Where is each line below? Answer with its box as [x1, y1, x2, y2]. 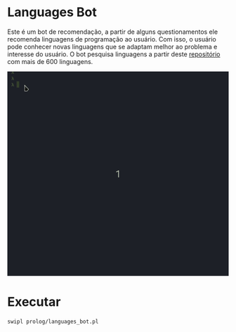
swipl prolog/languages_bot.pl [7, 318, 99, 326]
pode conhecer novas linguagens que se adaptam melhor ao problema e [7, 42, 218, 51]
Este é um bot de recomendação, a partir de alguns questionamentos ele [7, 27, 218, 36]
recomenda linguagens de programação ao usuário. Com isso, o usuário [7, 34, 216, 43]
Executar [7, 294, 61, 310]
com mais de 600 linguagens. [7, 57, 93, 65]
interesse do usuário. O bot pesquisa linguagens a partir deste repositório [7, 50, 221, 58]
